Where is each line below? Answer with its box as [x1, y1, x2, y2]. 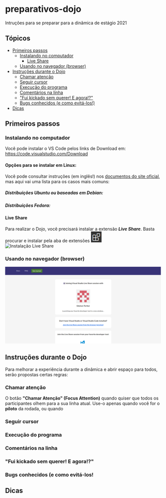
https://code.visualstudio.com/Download [5, 151, 88, 157]
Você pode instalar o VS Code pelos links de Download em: [5, 146, 126, 151]
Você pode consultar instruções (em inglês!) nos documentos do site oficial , [5, 173, 161, 179]
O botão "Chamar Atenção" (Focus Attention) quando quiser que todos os [5, 395, 159, 401]
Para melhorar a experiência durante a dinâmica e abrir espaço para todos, [5, 366, 158, 372]
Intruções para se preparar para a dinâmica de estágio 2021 [5, 20, 127, 26]
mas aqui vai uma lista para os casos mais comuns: [5, 178, 110, 184]
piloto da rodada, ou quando [5, 406, 63, 412]
